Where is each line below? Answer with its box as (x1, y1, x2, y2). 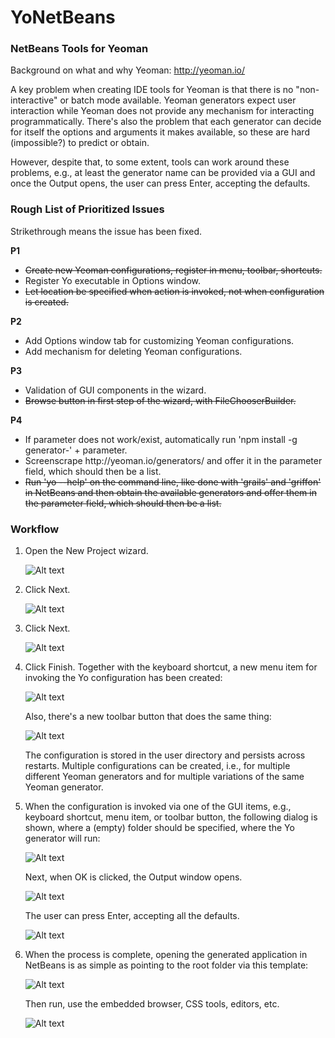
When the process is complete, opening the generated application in (24, 949, 308, 961)
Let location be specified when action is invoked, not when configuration (24, 285, 325, 297)
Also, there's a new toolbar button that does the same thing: (24, 711, 272, 723)
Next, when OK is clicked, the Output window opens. (24, 871, 243, 883)
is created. (24, 296, 69, 308)
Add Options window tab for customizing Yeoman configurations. (24, 334, 295, 346)
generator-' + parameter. (24, 444, 128, 456)
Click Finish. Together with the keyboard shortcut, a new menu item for (24, 661, 318, 673)
